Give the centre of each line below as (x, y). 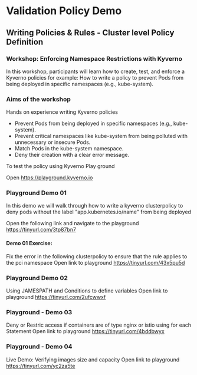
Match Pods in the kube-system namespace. (69, 149)
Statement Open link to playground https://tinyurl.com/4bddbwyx (86, 331)
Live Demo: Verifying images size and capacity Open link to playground (93, 359)
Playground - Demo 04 (39, 347)
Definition (24, 42)
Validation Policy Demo (64, 11)
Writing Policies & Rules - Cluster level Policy (90, 33)
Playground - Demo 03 (39, 312)
